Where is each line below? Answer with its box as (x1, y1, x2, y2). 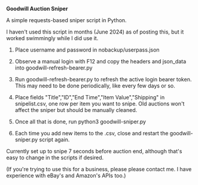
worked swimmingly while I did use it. (6, 35, 99, 41)
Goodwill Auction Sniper (6, 5, 68, 12)
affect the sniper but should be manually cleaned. (14, 107, 138, 113)
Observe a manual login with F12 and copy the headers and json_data (14, 58, 187, 65)
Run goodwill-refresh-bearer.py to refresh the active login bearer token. (14, 76, 192, 83)
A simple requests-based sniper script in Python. (6, 17, 127, 23)
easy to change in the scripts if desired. (6, 154, 104, 161)
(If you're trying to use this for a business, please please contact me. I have (6, 166, 192, 172)
